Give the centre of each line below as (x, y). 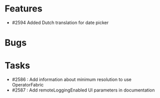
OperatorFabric (28, 85)
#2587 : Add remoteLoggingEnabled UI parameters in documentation (83, 90)
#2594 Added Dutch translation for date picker (60, 22)
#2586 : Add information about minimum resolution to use (72, 79)
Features (24, 9)
